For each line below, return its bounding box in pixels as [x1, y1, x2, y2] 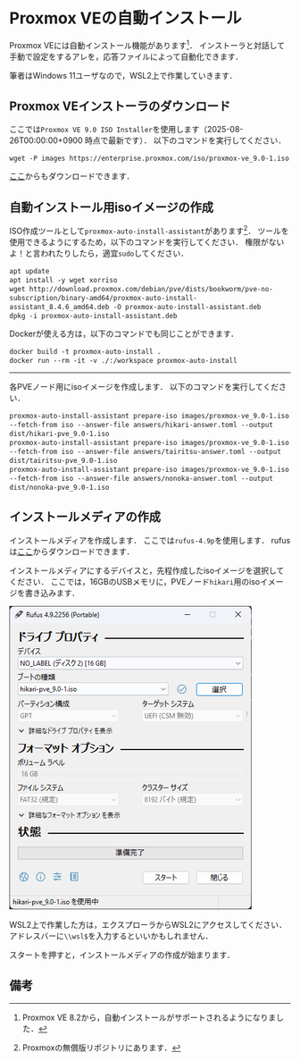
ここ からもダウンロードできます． [9, 171, 135, 181]
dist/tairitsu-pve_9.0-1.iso [9, 456, 118, 465]
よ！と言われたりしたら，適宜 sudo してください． [9, 248, 189, 258]
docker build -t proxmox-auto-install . [9, 347, 162, 356]
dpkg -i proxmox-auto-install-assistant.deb [9, 311, 178, 320]
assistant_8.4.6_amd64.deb [9, 302, 110, 311]
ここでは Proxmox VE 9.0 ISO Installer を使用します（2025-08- [9, 124, 244, 135]
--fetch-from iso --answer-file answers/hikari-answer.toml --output [9, 420, 274, 429]
